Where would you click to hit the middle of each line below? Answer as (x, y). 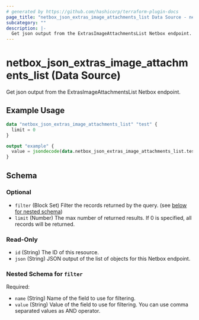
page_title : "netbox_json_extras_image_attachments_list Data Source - (96, 17)
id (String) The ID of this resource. (57, 252)
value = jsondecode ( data (42, 152)
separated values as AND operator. (57, 311)
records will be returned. (45, 224)
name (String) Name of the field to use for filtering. (75, 298)
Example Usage (36, 111)
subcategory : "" (26, 23)
